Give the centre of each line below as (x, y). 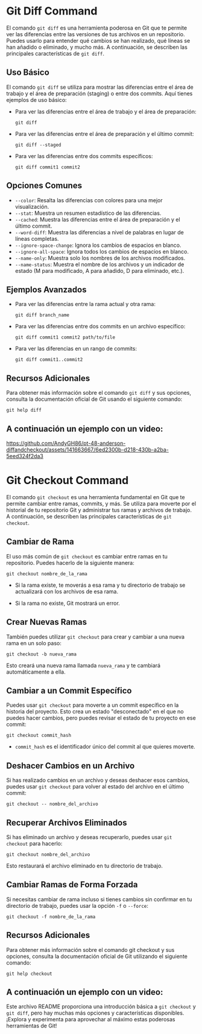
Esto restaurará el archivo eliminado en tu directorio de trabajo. (84, 866)
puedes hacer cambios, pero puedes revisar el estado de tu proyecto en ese (101, 718)
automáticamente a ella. (36, 672)
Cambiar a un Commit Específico (69, 690)
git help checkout (29, 974)
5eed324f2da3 (25, 456)
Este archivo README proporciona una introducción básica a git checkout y (101, 1007)
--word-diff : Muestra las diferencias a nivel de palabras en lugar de (99, 232)
